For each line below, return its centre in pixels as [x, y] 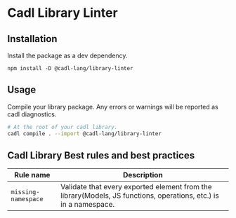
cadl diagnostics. [32, 114]
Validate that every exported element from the [136, 187]
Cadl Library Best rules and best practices [101, 155]
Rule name [32, 175]
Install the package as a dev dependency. [67, 55]
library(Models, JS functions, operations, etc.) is [140, 196]
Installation [32, 39]
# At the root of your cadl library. [63, 127]
